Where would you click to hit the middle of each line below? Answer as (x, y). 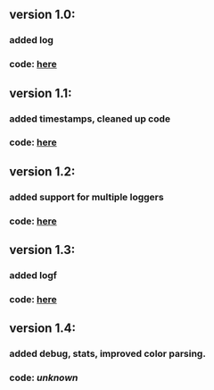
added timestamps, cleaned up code (90, 118)
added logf (33, 276)
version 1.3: (42, 250)
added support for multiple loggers (86, 197)
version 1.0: (42, 15)
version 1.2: (42, 171)
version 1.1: (41, 93)
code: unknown (44, 377)
